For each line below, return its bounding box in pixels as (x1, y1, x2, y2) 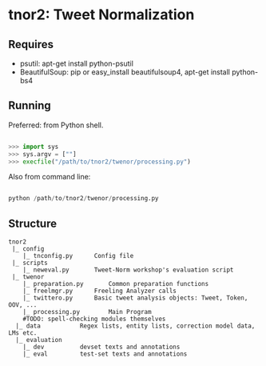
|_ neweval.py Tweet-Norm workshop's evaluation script (22, 266, 234, 274)
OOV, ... (8, 301, 38, 309)
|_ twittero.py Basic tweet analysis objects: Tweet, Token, (22, 294, 248, 302)
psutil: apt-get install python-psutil (19, 58, 134, 68)
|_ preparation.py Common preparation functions (22, 280, 209, 288)
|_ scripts (11, 259, 48, 267)
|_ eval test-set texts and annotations (22, 350, 188, 358)
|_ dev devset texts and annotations (22, 343, 181, 352)
